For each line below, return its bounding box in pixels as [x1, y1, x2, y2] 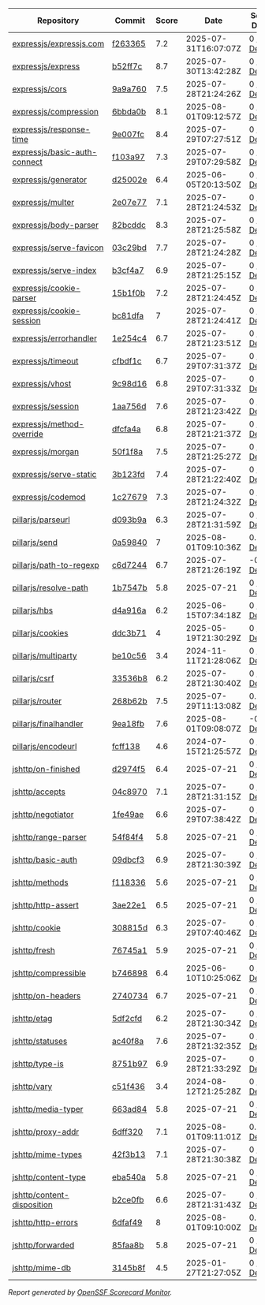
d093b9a [111, 514, 147, 525]
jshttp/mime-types [12, 1149, 83, 1160]
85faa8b [111, 1240, 144, 1251]
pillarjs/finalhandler [12, 718, 84, 729]
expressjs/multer [12, 197, 75, 207]
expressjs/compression [12, 106, 99, 117]
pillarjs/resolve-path [12, 583, 88, 593]
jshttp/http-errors [12, 1217, 79, 1228]
